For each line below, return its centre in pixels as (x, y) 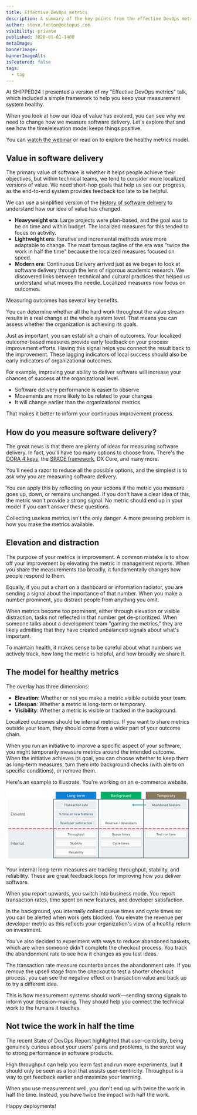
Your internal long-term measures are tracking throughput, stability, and (93, 870)
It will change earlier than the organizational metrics (77, 402)
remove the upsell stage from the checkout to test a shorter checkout (90, 971)
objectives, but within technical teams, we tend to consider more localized (96, 179)
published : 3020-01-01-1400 (40, 37)
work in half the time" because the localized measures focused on (94, 252)
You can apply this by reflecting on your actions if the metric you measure (95, 488)
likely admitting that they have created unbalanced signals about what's (93, 630)
